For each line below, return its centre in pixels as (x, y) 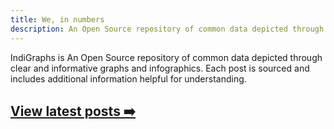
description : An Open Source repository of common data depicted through (167, 29)
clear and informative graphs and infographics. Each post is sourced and (160, 68)
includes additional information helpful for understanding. (128, 78)
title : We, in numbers (57, 19)
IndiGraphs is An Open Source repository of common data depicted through (166, 57)
